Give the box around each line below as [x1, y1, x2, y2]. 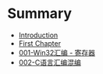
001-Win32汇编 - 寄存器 [18, 48, 95, 57]
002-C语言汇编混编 [18, 58, 81, 67]
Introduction [18, 30, 59, 40]
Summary [7, 5, 72, 23]
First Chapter [18, 38, 62, 48]
